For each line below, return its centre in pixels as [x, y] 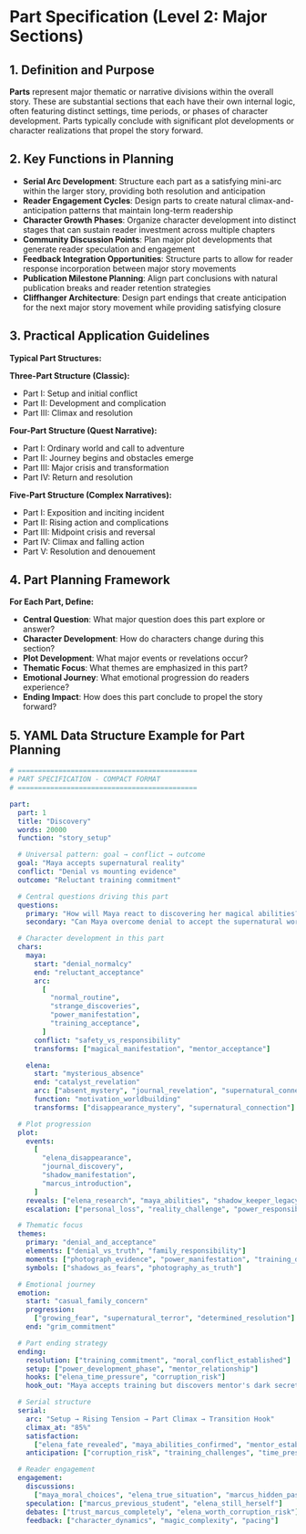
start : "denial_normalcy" [82, 964]
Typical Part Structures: [56, 358]
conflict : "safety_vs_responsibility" [107, 1040]
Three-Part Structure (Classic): [70, 375]
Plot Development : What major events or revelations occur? [135, 658]
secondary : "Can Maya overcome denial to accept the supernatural [154, 922]
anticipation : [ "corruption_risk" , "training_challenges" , [140, 1453]
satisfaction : [52, 1436]
